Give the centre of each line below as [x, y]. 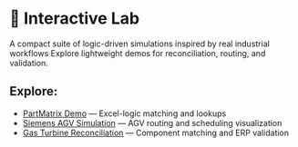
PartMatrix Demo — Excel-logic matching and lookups [124, 113]
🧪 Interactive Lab [74, 19]
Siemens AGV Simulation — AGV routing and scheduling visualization [152, 122]
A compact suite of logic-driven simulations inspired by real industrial [140, 44]
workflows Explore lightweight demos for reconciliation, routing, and [138, 53]
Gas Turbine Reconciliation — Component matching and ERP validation [156, 132]
